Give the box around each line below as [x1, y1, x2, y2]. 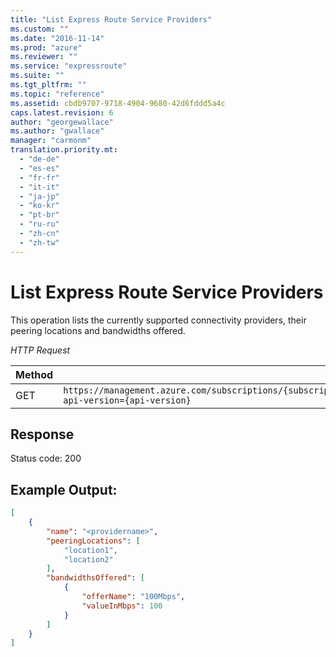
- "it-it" [19, 182, 60, 192]
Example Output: [10, 481, 118, 498]
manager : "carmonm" [10, 136, 92, 146]
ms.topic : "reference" [10, 89, 105, 99]
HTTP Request [10, 344, 71, 356]
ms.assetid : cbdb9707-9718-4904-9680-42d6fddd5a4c [10, 98, 226, 108]
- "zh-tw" [19, 237, 60, 248]
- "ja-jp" [19, 191, 60, 201]
